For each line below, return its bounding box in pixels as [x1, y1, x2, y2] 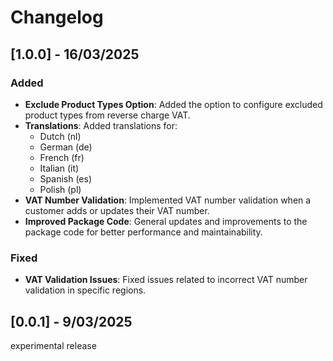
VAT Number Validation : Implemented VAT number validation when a [24, 194, 312, 206]
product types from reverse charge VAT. [24, 109, 191, 121]
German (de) [39, 141, 93, 153]
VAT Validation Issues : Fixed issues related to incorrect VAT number [24, 274, 308, 286]
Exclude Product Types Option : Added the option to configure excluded [24, 98, 323, 110]
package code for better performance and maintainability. [24, 226, 263, 238]
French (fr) [39, 151, 85, 163]
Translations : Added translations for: [24, 119, 178, 131]
